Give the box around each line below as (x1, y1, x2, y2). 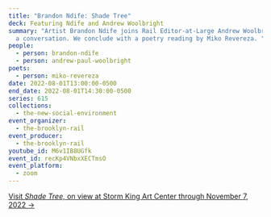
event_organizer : (8, 117, 67, 125)
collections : (8, 102, 52, 110)
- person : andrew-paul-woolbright (15, 57, 131, 65)
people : (8, 42, 35, 50)
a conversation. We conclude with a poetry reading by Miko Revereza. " (15, 34, 265, 43)
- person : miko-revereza (15, 72, 99, 80)
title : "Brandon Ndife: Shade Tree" (8, 11, 131, 20)
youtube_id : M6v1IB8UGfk (8, 147, 92, 155)
